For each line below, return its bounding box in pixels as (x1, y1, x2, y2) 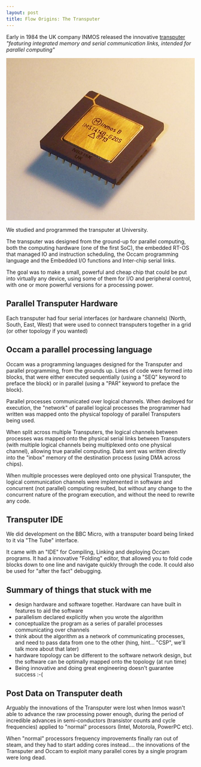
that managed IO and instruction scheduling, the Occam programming (6, 250, 179, 258)
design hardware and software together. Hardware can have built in (14, 601, 181, 608)
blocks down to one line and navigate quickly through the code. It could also (6, 561, 194, 569)
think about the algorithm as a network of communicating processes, (14, 633, 185, 640)
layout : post (6, 10, 39, 16)
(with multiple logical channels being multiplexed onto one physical (6, 441, 172, 448)
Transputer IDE (6, 515, 63, 525)
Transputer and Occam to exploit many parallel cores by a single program (6, 748, 187, 755)
